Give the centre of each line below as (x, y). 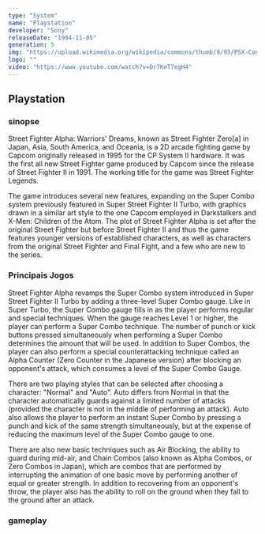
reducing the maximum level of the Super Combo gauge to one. (111, 434)
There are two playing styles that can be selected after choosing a (116, 384)
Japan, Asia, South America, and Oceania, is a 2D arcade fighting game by (129, 147)
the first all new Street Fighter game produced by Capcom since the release (131, 164)
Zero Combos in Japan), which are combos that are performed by (115, 466)
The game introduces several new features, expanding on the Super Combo (131, 196)
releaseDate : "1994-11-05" (52, 38)
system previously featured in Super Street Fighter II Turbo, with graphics (127, 205)
